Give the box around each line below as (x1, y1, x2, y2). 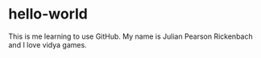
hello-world (8, 5, 89, 23)
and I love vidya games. (8, 39, 87, 49)
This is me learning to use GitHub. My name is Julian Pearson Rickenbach (8, 31, 253, 41)
